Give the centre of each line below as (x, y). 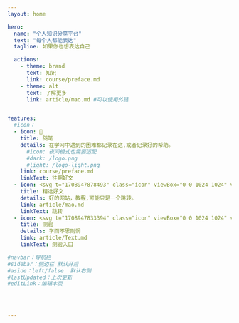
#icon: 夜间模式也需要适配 (62, 152)
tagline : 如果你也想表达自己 (52, 47)
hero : (15, 27)
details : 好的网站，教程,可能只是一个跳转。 (79, 198)
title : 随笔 (37, 138)
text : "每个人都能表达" (45, 40)
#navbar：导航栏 (29, 257)
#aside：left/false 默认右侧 (49, 271)
